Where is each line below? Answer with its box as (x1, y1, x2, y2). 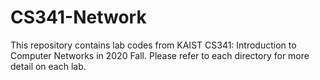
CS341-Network (10, 6, 147, 29)
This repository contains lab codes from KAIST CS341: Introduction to (10, 39, 297, 51)
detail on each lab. (10, 60, 87, 72)
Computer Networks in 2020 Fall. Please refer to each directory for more (10, 49, 310, 61)
